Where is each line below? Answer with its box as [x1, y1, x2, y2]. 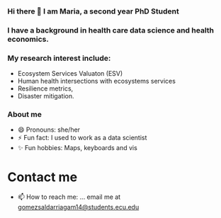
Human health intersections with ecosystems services [17, 77, 176, 86]
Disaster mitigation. [17, 92, 74, 101]
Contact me [7, 169, 78, 185]
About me [7, 110, 42, 120]
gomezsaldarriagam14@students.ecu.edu [17, 203, 140, 212]
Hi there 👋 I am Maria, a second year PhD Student [7, 6, 179, 16]
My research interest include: [7, 53, 111, 63]
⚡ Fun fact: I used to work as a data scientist [17, 134, 147, 142]
